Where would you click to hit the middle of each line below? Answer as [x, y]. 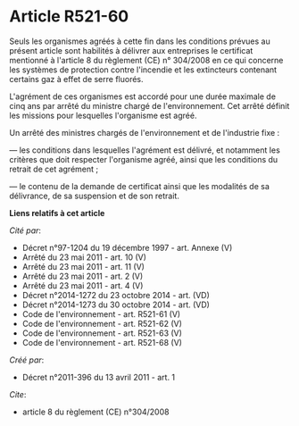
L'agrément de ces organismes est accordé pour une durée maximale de [143, 96]
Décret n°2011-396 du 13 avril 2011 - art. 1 [99, 377]
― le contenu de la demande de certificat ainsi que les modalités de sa [140, 186]
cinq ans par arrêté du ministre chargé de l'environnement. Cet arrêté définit [149, 105]
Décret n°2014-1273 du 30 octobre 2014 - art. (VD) [116, 305]
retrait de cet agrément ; [54, 169]
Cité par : [25, 230]
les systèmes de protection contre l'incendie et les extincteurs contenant [143, 70]
